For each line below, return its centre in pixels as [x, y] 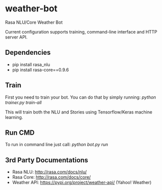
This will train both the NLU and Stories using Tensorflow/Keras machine [79, 112]
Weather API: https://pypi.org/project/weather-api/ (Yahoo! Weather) [82, 183]
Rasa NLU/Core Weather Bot [34, 22]
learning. [14, 117]
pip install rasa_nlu [31, 64]
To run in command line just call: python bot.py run [57, 145]
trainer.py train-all [23, 102]
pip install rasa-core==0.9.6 [40, 70]
